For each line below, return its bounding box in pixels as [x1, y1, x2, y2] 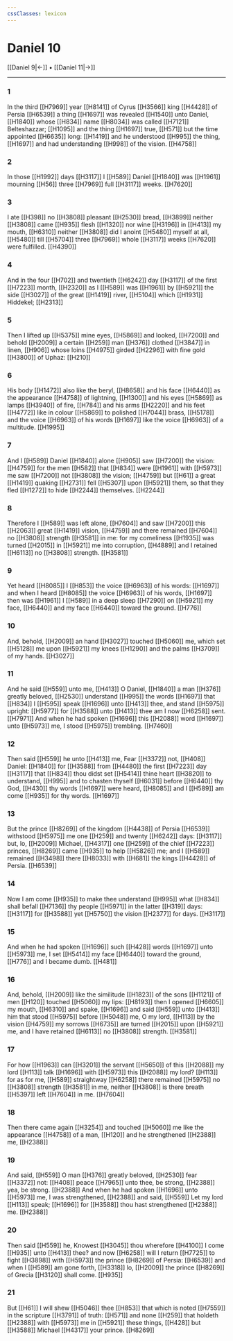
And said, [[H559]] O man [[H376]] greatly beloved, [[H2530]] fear [7, 1171, 198, 1179]
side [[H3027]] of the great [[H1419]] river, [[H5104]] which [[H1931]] [7, 290, 203, 299]
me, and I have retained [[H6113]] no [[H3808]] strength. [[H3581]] [7, 1027, 198, 1035]
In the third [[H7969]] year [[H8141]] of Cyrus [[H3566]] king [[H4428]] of [7, 102, 218, 111]
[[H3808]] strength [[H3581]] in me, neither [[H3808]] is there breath [7, 1083, 205, 1091]
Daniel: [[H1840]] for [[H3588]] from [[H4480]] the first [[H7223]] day [7, 762, 207, 771]
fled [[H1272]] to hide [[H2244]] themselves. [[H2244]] [7, 485, 165, 494]
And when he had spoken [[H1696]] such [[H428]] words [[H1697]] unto [7, 942, 214, 951]
